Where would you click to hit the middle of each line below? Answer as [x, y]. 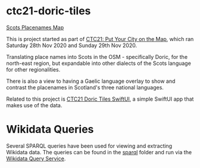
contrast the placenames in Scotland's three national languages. [85, 87]
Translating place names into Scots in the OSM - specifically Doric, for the [97, 57]
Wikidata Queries [50, 130]
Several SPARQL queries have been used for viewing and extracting [89, 146]
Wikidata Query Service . [36, 158]
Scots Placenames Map [35, 27]
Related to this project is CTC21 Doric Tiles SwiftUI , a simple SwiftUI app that [100, 99]
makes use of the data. [34, 105]
